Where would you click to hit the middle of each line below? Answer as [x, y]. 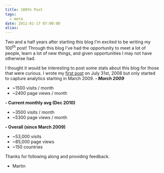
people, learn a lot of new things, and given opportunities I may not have [79, 53]
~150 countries [27, 147]
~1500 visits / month [33, 88]
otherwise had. [20, 58]
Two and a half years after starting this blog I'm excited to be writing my [78, 42]
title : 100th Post [24, 10]
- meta [16, 19]
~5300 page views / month [40, 117]
